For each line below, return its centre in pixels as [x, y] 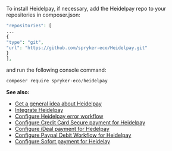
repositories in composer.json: [43, 15]
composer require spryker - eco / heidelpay [57, 81]
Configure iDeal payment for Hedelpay [62, 129]
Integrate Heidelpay [39, 110]
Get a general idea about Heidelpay [58, 104]
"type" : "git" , [25, 42]
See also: [18, 92]
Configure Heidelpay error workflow [59, 116]
